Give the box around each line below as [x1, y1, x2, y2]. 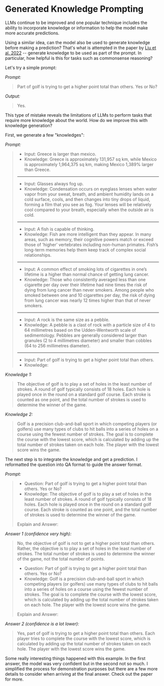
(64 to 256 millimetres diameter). [24, 343, 91, 348]
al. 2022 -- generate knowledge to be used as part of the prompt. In [5, 50, 142, 56]
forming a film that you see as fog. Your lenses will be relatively [24, 201, 152, 207]
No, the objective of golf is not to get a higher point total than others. [17, 540, 155, 546]
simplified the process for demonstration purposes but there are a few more [5, 665, 158, 672]
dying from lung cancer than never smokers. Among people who [24, 287, 154, 293]
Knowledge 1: [5, 371, 32, 377]
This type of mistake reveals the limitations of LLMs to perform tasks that [5, 112, 152, 118]
